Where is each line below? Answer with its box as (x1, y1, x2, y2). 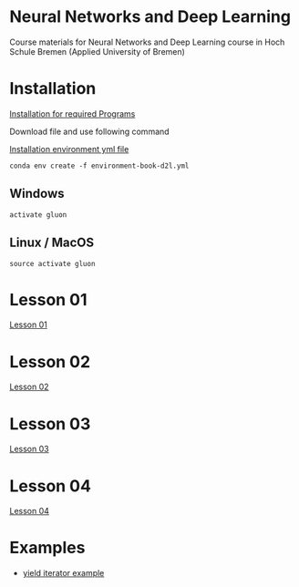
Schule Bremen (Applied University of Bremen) (9, 46, 185, 57)
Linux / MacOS (9, 235, 95, 251)
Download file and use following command (9, 126, 170, 137)
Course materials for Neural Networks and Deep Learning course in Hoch (9, 36, 285, 47)
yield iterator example (22, 568, 105, 579)
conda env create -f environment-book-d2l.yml (9, 161, 190, 170)
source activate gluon (9, 259, 96, 268)
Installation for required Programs (9, 108, 136, 119)
